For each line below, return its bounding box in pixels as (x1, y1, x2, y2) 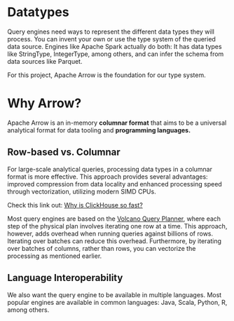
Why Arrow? (7, 95, 82, 111)
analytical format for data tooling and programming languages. (7, 125, 191, 134)
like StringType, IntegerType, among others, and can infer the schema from (7, 50, 224, 58)
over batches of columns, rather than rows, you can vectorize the (7, 244, 196, 252)
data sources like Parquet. (7, 57, 83, 65)
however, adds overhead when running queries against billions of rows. (7, 229, 214, 238)
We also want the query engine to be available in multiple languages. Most (7, 290, 222, 299)
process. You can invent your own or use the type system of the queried (7, 34, 216, 43)
